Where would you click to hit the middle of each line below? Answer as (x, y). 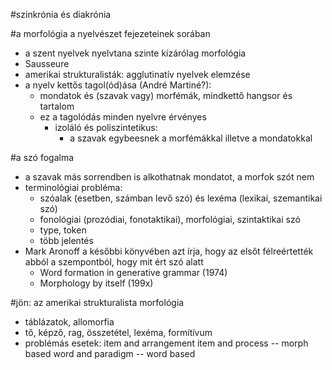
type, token (63, 230)
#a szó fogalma (42, 157)
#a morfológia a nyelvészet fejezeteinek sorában (110, 33)
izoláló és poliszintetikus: (106, 127)
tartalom (57, 106)
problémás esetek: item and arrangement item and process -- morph (166, 343)
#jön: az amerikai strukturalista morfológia (97, 302)
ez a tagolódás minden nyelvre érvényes (123, 117)
